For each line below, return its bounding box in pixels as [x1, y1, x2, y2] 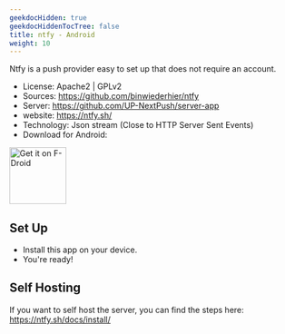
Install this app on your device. [22, 244, 138, 255]
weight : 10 [9, 38, 51, 48]
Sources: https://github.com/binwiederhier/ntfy [22, 91, 200, 102]
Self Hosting [9, 280, 82, 296]
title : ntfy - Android [9, 30, 95, 39]
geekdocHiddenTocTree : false [9, 22, 120, 31]
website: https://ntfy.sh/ [22, 110, 113, 121]
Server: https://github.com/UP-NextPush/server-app [22, 101, 220, 112]
